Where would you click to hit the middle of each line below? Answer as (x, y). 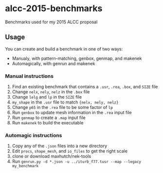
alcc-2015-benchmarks (54, 9)
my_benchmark (25, 166)
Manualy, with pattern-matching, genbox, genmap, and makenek (77, 58)
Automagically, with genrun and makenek (54, 63)
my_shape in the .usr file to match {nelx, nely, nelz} (65, 102)
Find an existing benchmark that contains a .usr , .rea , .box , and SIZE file (85, 87)
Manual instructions (29, 76)
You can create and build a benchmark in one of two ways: (64, 49)
